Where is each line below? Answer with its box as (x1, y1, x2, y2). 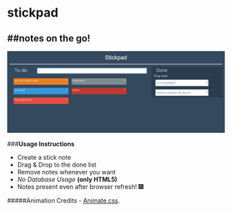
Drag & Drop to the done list (17, 160, 97, 169)
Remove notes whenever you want (17, 167, 116, 176)
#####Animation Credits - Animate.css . (7, 196, 120, 205)
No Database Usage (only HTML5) (17, 175, 117, 183)
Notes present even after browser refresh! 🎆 (17, 182, 144, 191)
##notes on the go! (7, 33, 91, 44)
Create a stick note (17, 153, 71, 161)
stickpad (7, 5, 59, 21)
